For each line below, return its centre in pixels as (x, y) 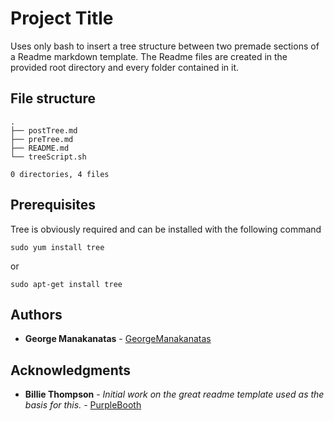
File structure (53, 98)
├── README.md (40, 148)
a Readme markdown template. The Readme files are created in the (149, 56)
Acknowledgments (71, 370)
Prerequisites (53, 205)
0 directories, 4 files (60, 174)
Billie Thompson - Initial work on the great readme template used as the (174, 394)
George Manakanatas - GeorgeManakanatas (118, 339)
